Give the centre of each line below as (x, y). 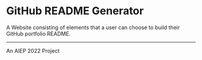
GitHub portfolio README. (38, 33)
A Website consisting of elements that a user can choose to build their (93, 27)
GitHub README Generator (75, 11)
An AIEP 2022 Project (33, 50)
